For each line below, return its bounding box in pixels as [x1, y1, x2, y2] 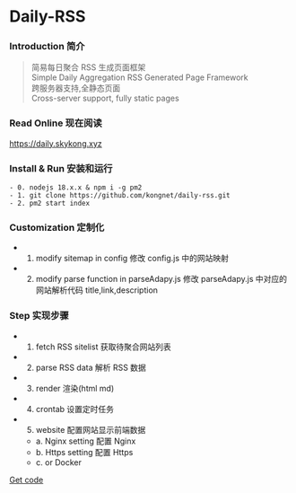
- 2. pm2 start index [9, 199, 91, 208]
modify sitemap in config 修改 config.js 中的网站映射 [35, 253, 230, 264]
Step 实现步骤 [9, 310, 69, 322]
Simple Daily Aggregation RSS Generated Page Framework [30, 72, 248, 83]
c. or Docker [35, 456, 83, 468]
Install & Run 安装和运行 [9, 162, 113, 174]
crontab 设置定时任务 [35, 403, 115, 414]
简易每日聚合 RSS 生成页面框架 [30, 62, 146, 73]
